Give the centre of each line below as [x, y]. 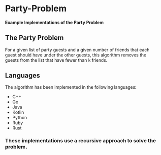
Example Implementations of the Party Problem [54, 22]
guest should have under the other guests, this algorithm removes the [76, 55]
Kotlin [18, 112]
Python [19, 118]
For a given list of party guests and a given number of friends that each [77, 50]
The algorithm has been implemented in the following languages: [71, 87]
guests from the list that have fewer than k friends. [56, 60]
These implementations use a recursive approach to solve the [80, 141]
